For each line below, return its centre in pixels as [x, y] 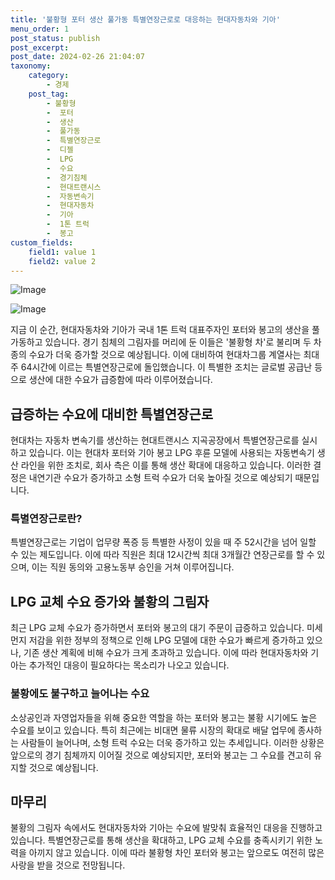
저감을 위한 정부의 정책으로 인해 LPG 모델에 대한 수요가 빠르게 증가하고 [166, 640]
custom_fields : [42, 242]
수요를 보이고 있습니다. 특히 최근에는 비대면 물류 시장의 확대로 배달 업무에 [153, 730]
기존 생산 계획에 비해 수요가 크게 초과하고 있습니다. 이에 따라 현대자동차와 [166, 653]
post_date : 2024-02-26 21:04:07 [77, 57]
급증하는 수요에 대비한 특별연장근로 [112, 414]
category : [49, 76]
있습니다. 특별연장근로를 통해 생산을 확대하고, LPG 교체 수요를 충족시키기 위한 [161, 840]
